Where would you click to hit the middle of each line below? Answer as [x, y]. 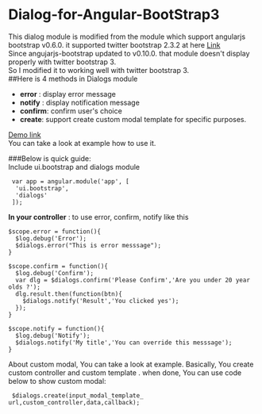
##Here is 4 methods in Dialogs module [73, 79]
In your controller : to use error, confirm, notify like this [98, 217]
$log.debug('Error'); [51, 238]
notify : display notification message [80, 102]
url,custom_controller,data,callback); [74, 402]
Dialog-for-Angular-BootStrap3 [114, 15]
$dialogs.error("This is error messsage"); [88, 245]
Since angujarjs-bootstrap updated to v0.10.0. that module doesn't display [129, 53]
